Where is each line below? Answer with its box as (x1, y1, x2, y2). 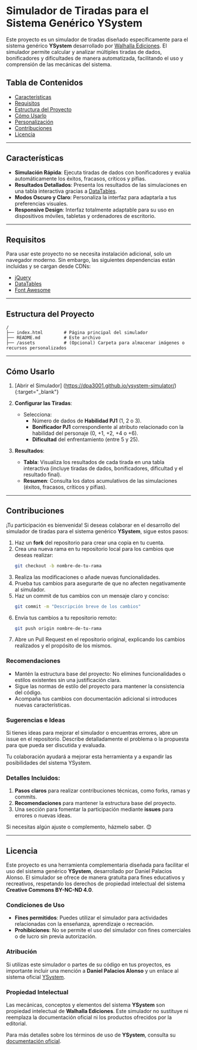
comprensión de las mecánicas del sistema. (6, 60, 112, 68)
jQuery (14, 274, 31, 281)
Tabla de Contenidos (6, 78, 83, 88)
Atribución (6, 947, 37, 956)
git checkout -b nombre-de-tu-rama (14, 562, 102, 569)
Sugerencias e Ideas (6, 716, 66, 724)
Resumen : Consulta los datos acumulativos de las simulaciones (23, 478, 178, 484)
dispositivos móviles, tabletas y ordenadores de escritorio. (14, 212, 156, 219)
